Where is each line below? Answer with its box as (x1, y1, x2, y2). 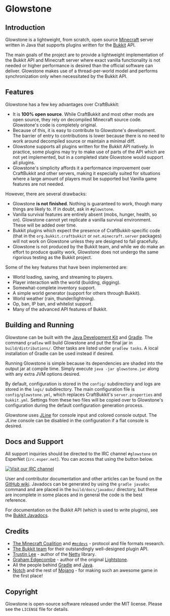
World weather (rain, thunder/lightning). (12, 295, 95, 301)
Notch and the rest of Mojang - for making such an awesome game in (12, 567, 158, 574)
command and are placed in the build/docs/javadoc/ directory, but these (5, 487, 158, 493)
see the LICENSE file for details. (5, 606, 69, 612)
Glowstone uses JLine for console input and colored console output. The (5, 412, 157, 418)
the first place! (12, 573, 43, 579)
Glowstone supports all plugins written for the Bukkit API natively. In (12, 143, 154, 149)
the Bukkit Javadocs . (5, 512, 49, 518)
